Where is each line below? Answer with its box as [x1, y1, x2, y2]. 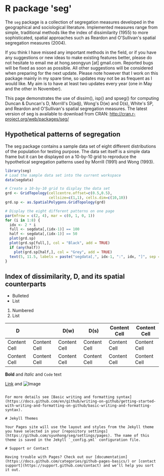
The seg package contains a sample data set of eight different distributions [5, 143, 156, 149]
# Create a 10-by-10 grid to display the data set [5, 186, 110, 191]
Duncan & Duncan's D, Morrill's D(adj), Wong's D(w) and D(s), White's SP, [5, 100, 154, 106]
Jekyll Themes [9, 416, 38, 421]
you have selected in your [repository [5, 429, 86, 434]
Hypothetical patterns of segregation [5, 130, 121, 138]
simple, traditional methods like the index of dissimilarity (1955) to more [5, 29, 148, 35]
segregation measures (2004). [5, 40, 67, 45]
